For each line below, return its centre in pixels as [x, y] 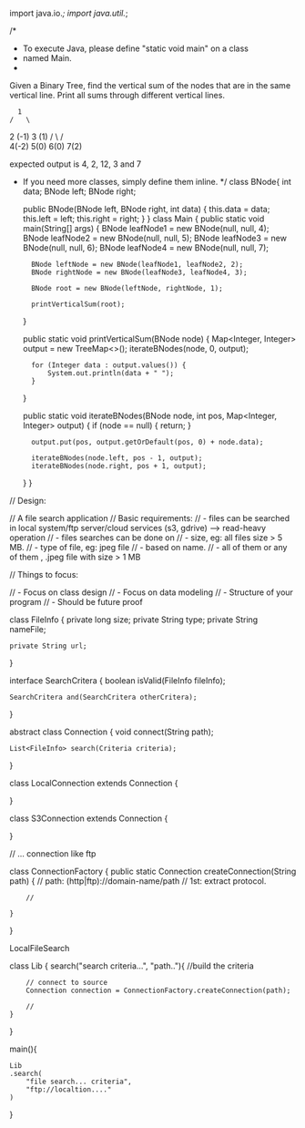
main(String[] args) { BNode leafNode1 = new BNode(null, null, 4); [146, 228]
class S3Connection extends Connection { [89, 818]
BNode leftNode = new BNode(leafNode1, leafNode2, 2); [137, 264]
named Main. [47, 58]
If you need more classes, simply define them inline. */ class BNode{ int [157, 182]
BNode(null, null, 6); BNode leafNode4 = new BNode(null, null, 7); [146, 248]
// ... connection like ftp [53, 854]
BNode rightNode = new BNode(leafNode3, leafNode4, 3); [139, 272]
